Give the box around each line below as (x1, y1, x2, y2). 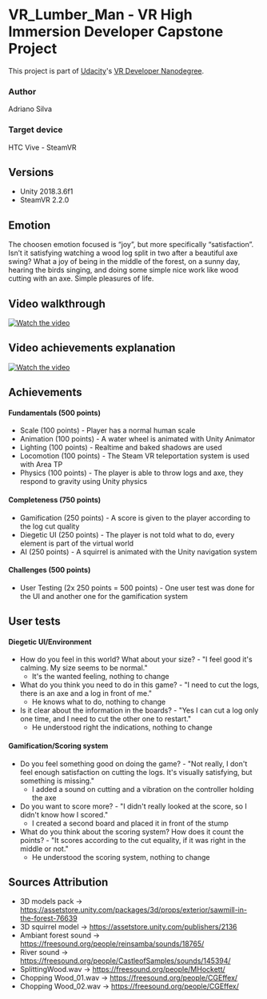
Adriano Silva (8, 104, 52, 114)
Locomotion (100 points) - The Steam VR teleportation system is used (19, 451, 250, 461)
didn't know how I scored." (19, 809, 109, 819)
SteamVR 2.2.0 (19, 195, 70, 205)
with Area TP (19, 460, 63, 470)
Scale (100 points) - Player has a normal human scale (19, 426, 196, 435)
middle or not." (19, 844, 70, 853)
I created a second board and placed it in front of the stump (31, 818, 229, 828)
